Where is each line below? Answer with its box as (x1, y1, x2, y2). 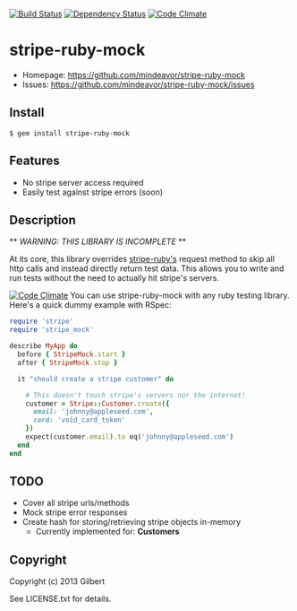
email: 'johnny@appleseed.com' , (32, 407, 154, 416)
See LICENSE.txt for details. (9, 593, 112, 605)
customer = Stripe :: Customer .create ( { (25, 399, 170, 408)
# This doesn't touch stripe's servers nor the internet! (25, 390, 246, 399)
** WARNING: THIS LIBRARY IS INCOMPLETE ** (9, 236, 186, 247)
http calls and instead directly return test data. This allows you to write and (9, 263, 284, 274)
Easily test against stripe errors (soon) (21, 187, 164, 197)
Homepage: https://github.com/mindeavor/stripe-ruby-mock (21, 69, 246, 80)
